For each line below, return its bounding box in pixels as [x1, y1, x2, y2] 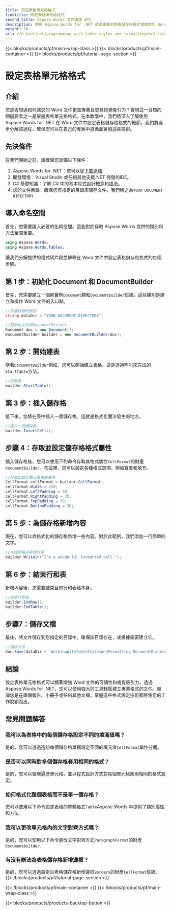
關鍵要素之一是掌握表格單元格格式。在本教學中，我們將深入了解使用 [5, 113, 148, 119]
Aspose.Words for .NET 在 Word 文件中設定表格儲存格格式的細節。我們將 [5, 120, 159, 125]
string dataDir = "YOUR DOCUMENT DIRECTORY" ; [5, 313, 103, 319]
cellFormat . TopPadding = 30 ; [5, 498, 67, 504]
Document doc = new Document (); [5, 327, 74, 332]
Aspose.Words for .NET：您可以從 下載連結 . [12, 167, 104, 174]
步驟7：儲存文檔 [5, 620, 56, 629]
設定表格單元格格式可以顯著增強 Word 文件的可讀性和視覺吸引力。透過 [5, 679, 153, 685]
